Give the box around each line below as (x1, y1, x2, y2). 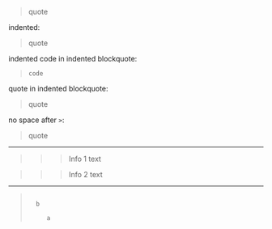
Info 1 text (68, 154, 101, 163)
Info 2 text (68, 170, 103, 179)
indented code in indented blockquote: (8, 54, 138, 63)
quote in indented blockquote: (8, 84, 108, 93)
